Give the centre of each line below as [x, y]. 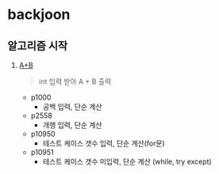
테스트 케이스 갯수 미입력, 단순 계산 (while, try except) [127, 161]
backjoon [39, 15]
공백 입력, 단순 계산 [72, 107]
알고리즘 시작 [38, 45]
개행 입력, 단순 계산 [72, 125]
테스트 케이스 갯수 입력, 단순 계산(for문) [104, 143]
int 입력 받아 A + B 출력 [75, 81]
